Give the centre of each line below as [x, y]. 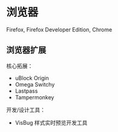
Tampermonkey [34, 97]
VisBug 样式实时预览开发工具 [51, 122]
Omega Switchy [35, 84]
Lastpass [26, 91]
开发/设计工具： [26, 110]
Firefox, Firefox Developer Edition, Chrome [59, 29]
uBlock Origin [32, 78]
